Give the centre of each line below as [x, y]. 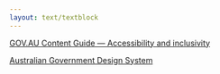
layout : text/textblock [54, 17]
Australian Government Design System [81, 60]
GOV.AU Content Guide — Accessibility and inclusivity [110, 43]
